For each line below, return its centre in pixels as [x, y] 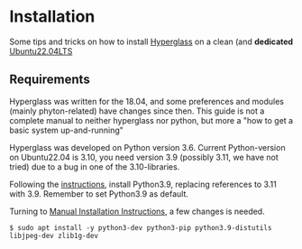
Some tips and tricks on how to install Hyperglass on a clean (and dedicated [151, 41]
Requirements [50, 80]
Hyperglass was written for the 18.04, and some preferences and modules [146, 101]
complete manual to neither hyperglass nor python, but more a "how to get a [151, 120]
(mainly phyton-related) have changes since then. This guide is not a [137, 111]
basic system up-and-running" [67, 130]
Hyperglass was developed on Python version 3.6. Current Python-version [147, 147]
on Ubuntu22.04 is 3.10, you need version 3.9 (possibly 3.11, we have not [144, 157]
